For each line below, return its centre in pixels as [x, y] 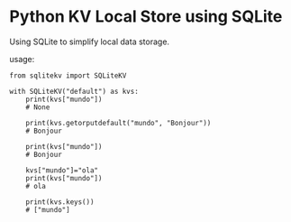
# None [38, 107]
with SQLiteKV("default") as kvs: [74, 91]
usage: [22, 59]
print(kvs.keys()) [60, 202]
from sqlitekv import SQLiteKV [68, 75]
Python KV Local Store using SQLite [146, 17]
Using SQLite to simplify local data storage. [89, 42]
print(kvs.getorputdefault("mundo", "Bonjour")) [118, 123]
